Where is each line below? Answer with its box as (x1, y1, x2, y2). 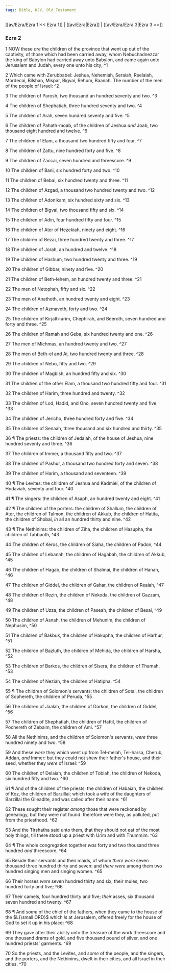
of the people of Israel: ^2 (5, 83, 60, 89)
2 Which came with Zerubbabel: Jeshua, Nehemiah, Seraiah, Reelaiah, (5, 72, 153, 78)
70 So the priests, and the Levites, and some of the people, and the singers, (5, 950, 165, 956)
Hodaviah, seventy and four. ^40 (5, 485, 74, 491)
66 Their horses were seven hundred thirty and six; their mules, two (5, 878, 148, 884)
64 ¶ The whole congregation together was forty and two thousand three (5, 842, 159, 848)
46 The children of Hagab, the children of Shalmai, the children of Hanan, (5, 566, 160, 572)
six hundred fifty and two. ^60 (5, 775, 68, 781)
